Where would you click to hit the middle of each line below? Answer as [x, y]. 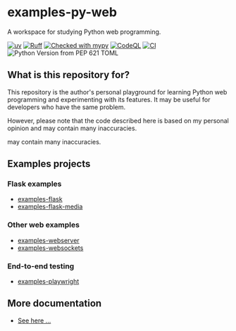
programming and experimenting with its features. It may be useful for [109, 99]
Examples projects [49, 164]
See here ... [34, 320]
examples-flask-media [50, 207]
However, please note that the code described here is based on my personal [118, 120]
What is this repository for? [69, 75]
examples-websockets [50, 248]
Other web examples [43, 225]
